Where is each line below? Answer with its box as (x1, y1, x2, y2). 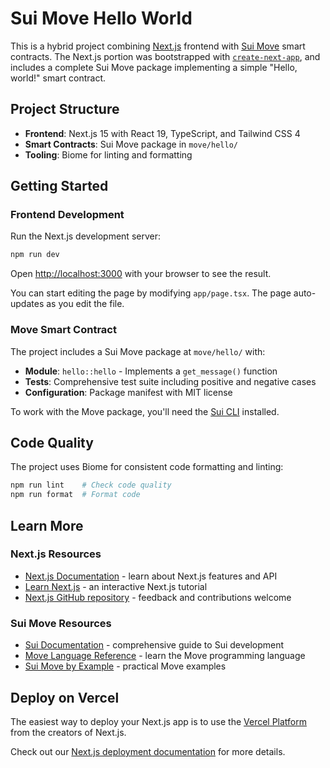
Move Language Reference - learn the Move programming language (24, 650, 306, 662)
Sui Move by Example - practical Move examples (24, 660, 227, 672)
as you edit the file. (46, 298, 125, 310)
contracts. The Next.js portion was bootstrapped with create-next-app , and (10, 50, 321, 62)
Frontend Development (10, 208, 125, 222)
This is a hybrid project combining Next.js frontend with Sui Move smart (10, 40, 306, 52)
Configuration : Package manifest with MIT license (24, 386, 233, 398)
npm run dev (10, 250, 60, 260)
